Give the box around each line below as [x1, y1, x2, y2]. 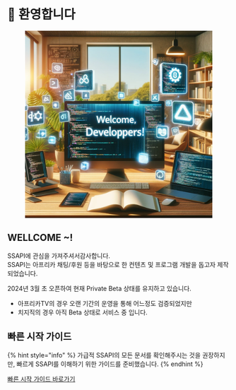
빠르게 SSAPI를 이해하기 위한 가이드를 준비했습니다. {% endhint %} [16, 360, 203, 368]
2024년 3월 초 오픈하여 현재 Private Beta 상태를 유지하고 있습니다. [7, 284, 192, 292]
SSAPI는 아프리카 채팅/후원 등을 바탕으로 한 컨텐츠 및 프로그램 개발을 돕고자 [7, 260, 216, 268]
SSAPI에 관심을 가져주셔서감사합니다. [7, 252, 111, 260]
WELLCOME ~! [7, 232, 73, 244]
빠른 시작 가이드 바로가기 [7, 374, 76, 383]
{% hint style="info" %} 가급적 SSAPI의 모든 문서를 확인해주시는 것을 [7, 350, 201, 359]
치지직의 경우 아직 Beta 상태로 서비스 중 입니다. [17, 308, 148, 317]
